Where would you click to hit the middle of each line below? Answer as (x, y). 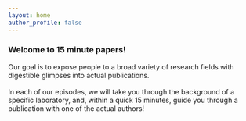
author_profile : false (45, 23)
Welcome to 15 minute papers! (67, 50)
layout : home (29, 15)
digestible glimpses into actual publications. (79, 75)
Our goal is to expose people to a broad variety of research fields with (121, 66)
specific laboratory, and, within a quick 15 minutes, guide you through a (123, 100)
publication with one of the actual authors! (76, 108)
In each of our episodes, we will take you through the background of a (121, 91)
